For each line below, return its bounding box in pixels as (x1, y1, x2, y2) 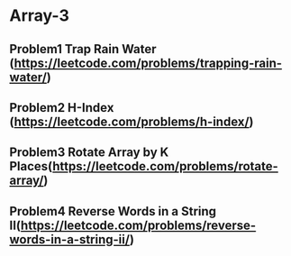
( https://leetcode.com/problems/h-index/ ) (9, 114, 254, 129)
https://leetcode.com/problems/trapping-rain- (14, 55, 282, 70)
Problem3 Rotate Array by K (9, 145, 169, 160)
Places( (9, 159, 53, 174)
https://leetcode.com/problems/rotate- (52, 159, 279, 174)
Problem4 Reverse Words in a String (9, 204, 217, 219)
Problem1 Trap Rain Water (9, 41, 157, 57)
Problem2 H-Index (9, 100, 114, 115)
